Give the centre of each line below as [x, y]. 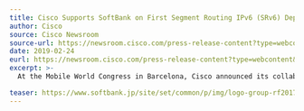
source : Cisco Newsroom [54, 34]
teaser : [24, 92]
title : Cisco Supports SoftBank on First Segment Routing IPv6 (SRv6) [145, 18]
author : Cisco [36, 26]
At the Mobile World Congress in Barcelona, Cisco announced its [143, 77]
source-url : [32, 43]
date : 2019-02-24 [42, 51]
